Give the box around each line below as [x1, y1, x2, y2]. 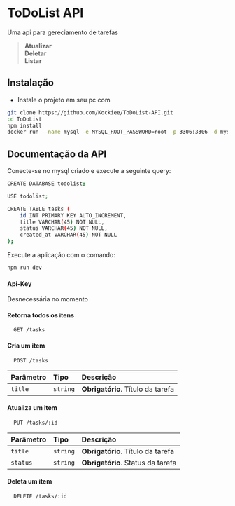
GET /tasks [13, 327, 45, 334]
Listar [24, 56, 42, 64]
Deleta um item [7, 477, 52, 486]
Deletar [24, 49, 47, 57]
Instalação [7, 77, 55, 89]
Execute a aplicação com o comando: [7, 251, 115, 259]
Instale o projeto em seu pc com [17, 95, 111, 104]
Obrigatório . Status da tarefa [81, 458, 177, 467]
